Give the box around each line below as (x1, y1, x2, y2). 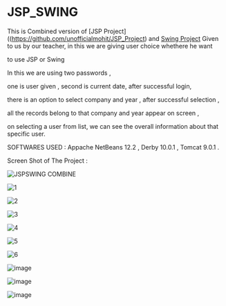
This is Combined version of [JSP (7, 27, 102, 35)
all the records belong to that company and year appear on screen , (7, 109, 200, 117)
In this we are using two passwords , (7, 69, 111, 77)
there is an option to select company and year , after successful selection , (7, 95, 220, 104)
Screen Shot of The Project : (7, 156, 88, 165)
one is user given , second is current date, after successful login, (7, 82, 192, 90)
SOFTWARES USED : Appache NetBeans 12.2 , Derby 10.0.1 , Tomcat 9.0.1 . (7, 143, 220, 151)
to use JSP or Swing (7, 55, 65, 63)
